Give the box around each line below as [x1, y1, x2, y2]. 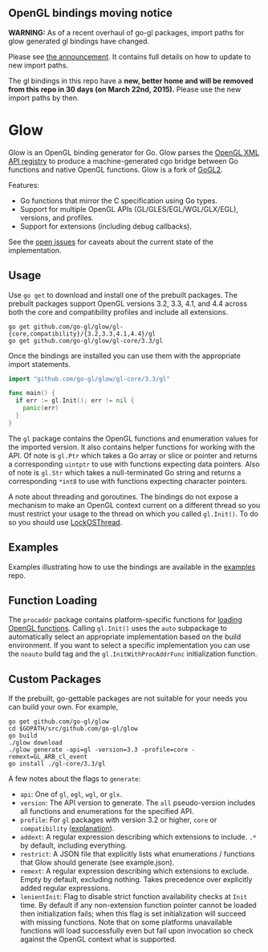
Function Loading [8, 594, 98, 608]
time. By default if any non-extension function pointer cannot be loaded [19, 901, 257, 910]
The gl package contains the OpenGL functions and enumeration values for [8, 433, 259, 443]
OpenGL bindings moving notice [8, 6, 173, 20]
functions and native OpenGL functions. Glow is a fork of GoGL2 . [8, 165, 223, 174]
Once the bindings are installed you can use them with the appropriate [8, 351, 241, 360]
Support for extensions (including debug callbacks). [19, 221, 193, 231]
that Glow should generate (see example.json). [19, 858, 175, 868]
